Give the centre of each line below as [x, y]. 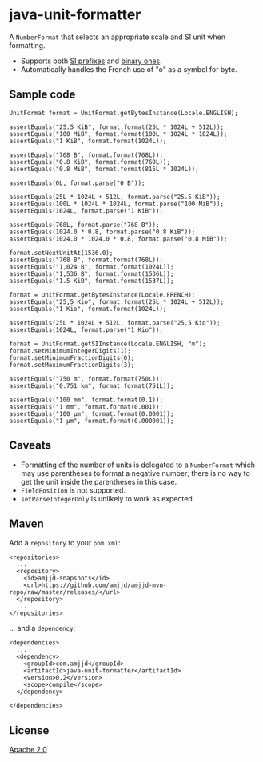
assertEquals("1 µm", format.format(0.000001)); [92, 421]
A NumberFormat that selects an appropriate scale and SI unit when [118, 37]
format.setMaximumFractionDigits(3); [72, 365]
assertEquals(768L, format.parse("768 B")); [84, 225]
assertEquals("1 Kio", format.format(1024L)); [88, 309]
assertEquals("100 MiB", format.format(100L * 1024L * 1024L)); [118, 134]
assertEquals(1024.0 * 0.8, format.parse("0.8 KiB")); [102, 232]
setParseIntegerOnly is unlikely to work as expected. [108, 498]
